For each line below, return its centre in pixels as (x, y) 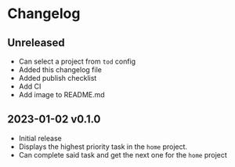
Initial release (40, 138)
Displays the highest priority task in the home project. (103, 147)
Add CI (30, 86)
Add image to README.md (61, 94)
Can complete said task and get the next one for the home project (123, 154)
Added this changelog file (60, 70)
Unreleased (36, 43)
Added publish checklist (58, 78)
